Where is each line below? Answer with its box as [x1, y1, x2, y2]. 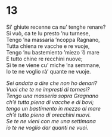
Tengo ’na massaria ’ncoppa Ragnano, [6, 36, 100, 43]
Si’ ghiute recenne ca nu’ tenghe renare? [6, 23, 106, 31]
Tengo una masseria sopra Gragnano [6, 92, 99, 99]
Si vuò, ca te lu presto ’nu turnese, [6, 29, 91, 36]
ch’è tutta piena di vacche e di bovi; [6, 98, 94, 105]
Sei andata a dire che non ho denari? [6, 79, 98, 87]
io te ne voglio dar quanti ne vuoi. [6, 124, 89, 131]
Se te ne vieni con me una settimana [6, 117, 97, 124]
